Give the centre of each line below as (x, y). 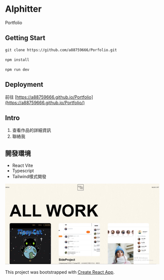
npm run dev (17, 70)
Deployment (24, 85)
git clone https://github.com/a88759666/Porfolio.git (61, 50)
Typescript (23, 171)
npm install (17, 60)
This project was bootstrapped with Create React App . (60, 272)
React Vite (23, 166)
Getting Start (25, 38)
